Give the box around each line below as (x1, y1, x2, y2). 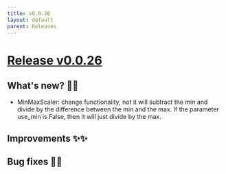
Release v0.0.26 (7, 52, 103, 68)
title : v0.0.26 (7, 10, 51, 17)
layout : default (7, 17, 54, 23)
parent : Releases (7, 23, 57, 30)
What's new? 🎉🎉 (7, 80, 79, 91)
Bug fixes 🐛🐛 (7, 156, 63, 168)
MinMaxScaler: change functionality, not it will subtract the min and (16, 98, 208, 107)
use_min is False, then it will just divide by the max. (16, 113, 161, 121)
